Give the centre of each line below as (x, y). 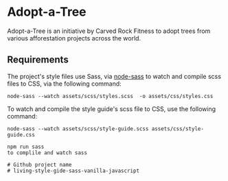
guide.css (21, 134)
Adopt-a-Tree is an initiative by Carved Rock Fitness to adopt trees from (109, 31)
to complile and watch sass (47, 153)
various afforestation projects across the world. (74, 38)
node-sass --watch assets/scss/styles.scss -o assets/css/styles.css (110, 96)
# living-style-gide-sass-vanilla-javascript (73, 171)
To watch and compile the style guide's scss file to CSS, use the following (112, 109)
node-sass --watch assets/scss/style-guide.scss (78, 129)
